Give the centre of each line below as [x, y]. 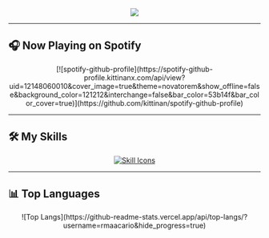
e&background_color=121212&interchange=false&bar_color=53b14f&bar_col [134, 95]
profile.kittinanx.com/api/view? [134, 77]
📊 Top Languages [54, 194]
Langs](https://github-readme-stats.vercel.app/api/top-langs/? [144, 217]
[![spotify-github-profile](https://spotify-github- [134, 69]
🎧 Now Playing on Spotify [75, 46]
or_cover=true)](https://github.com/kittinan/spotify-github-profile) [134, 103]
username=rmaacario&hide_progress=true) [134, 226]
